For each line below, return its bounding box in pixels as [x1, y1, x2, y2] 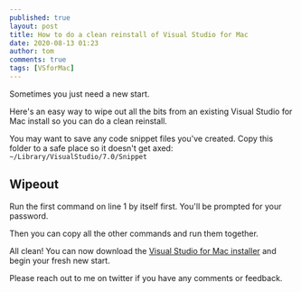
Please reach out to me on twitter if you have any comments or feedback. [9, 272, 283, 283]
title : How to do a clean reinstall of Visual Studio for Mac [9, 30, 249, 39]
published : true [9, 13, 71, 23]
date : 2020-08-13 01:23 [9, 38, 99, 48]
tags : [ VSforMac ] [9, 64, 75, 73]
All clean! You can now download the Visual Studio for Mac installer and [9, 245, 277, 256]
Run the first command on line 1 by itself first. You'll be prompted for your [9, 201, 282, 212]
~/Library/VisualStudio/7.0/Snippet [9, 152, 147, 161]
